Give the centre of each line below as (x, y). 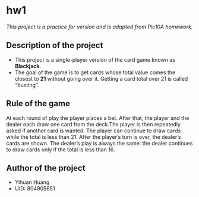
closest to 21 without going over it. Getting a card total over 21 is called (101, 78)
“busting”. (27, 85)
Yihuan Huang (32, 182)
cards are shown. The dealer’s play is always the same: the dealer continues (99, 143)
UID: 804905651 (35, 189)
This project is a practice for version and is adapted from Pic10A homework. (99, 27)
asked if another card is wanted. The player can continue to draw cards (94, 131)
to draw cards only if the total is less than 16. (61, 150)
